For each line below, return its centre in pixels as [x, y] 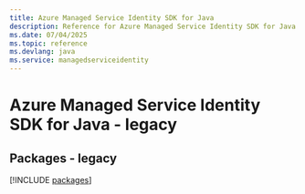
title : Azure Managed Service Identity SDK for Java [112, 18]
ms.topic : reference [49, 43]
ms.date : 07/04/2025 [49, 35]
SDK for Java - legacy [94, 125]
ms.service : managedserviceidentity [79, 60]
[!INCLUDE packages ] [51, 180]
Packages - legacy [63, 158]
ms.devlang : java [42, 52]
